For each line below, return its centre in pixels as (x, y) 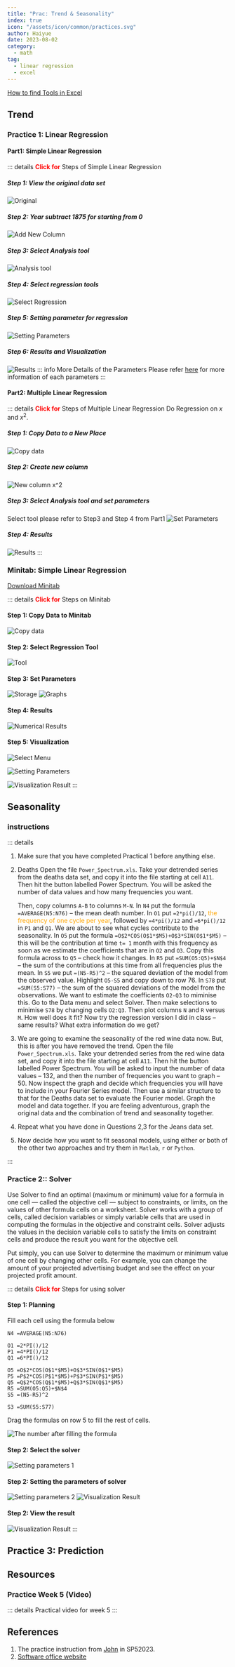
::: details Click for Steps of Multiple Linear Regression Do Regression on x (115, 409)
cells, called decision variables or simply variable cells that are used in (109, 1217)
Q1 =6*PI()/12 (28, 1358)
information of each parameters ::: (57, 377)
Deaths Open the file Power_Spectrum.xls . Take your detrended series (118, 869)
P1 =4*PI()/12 (28, 1352)
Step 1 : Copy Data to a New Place (57, 433)
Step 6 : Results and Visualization (57, 352)
